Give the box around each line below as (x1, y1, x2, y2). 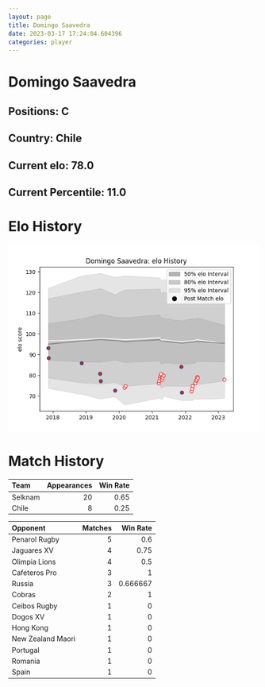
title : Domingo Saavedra (8, 21, 90, 29)
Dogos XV (11, 612, 45, 621)
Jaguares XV (11, 546, 54, 555)
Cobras (11, 590, 36, 600)
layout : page (8, 13, 52, 21)
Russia (11, 579, 34, 589)
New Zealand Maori (11, 634, 76, 643)
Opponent (11, 523, 46, 532)
